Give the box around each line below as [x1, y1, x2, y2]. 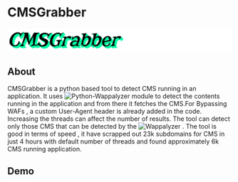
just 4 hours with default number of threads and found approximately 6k [7, 136, 219, 146]
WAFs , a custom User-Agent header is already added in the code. [7, 107, 202, 115]
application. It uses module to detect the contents [7, 92, 220, 100]
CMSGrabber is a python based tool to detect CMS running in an [7, 84, 197, 92]
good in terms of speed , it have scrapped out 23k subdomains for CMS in [7, 129, 225, 138]
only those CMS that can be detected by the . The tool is [7, 122, 217, 130]
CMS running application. [7, 144, 82, 153]
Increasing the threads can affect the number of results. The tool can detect [7, 114, 230, 123]
